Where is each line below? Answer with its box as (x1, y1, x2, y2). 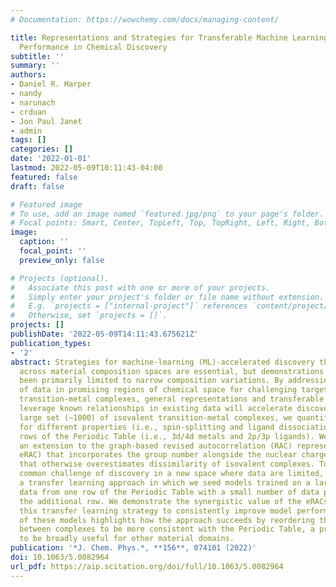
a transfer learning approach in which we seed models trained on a (19, 478, 311, 488)
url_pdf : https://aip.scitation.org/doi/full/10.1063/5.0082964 (10, 561, 284, 571)
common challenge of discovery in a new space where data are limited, (19, 469, 325, 479)
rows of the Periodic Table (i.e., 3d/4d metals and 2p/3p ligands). (19, 431, 315, 441)
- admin (10, 126, 43, 136)
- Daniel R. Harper (10, 79, 92, 90)
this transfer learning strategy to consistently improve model (19, 506, 293, 516)
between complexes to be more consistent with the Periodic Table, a (19, 524, 315, 535)
